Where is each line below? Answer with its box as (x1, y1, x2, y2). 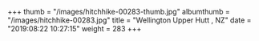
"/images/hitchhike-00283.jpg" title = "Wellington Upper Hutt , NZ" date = (7, 15, 252, 25)
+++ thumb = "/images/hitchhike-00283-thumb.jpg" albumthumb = (7, 7, 230, 16)
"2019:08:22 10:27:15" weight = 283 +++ (7, 24, 142, 33)
